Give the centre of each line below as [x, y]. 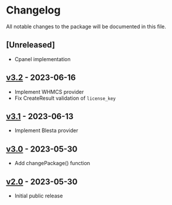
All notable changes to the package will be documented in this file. [86, 26]
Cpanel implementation [42, 59]
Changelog [33, 10]
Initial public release [39, 196]
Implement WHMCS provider [49, 92]
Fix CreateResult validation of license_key [65, 98]
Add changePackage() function [52, 163]
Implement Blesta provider [46, 130]
